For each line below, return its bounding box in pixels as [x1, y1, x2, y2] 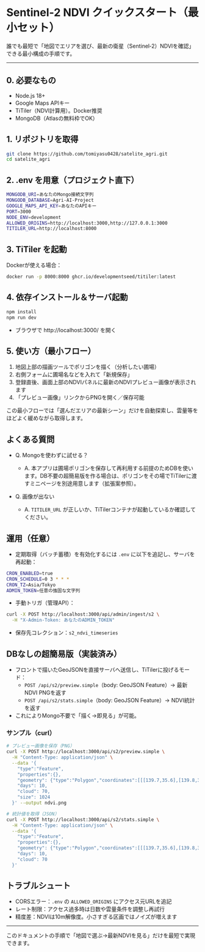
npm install [6, 308, 37, 315]
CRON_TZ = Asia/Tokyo [6, 582, 56, 588]
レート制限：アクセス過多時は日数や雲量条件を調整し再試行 [15, 906, 165, 913]
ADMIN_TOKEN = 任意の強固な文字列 [6, 587, 81, 593]
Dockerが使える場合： [6, 261, 62, 269]
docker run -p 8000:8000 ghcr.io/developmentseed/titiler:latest [6, 273, 176, 280]
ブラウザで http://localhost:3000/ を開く [15, 326, 117, 333]
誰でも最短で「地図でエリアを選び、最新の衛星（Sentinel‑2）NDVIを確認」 [6, 42, 195, 50]
